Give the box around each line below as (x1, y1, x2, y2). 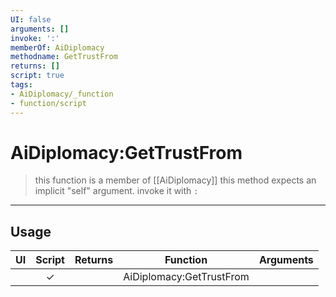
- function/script (10, 98, 87, 108)
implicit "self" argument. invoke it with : (34, 185, 199, 197)
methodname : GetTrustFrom (10, 52, 118, 62)
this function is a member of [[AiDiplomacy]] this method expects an (34, 174, 317, 186)
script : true (10, 71, 65, 81)
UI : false (10, 14, 52, 25)
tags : (10, 80, 33, 90)
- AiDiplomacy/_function (10, 89, 114, 99)
